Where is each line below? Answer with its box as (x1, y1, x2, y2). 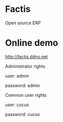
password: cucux (5, 111, 40, 117)
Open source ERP (5, 20, 41, 26)
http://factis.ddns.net (5, 54, 48, 60)
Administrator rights (5, 63, 46, 69)
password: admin (5, 82, 40, 88)
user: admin (5, 73, 30, 79)
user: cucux (5, 102, 30, 108)
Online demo (5, 37, 58, 49)
